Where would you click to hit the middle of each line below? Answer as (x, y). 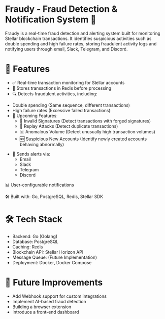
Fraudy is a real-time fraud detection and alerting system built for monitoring (83, 33)
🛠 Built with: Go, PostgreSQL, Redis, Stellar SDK (54, 197)
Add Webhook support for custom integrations (59, 296)
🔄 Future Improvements (54, 282)
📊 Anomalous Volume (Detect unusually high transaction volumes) (87, 131)
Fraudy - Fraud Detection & (61, 9)
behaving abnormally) (42, 144)
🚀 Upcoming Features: (35, 116)
